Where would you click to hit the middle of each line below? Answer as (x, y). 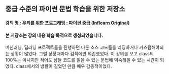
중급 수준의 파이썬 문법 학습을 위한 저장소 (65, 9)
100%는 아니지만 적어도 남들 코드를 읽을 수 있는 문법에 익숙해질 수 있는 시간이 (82, 60)
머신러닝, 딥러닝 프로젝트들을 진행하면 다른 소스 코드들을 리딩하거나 (72, 47)
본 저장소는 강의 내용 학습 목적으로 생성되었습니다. (54, 35)
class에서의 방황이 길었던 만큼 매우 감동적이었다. (64, 66)
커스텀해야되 (151, 47)
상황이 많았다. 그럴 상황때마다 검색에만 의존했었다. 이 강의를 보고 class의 (82, 54)
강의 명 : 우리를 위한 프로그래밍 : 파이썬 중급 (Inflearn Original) (67, 23)
